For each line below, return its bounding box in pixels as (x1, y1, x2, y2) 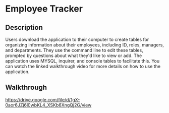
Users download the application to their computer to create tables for (5, 36, 149, 42)
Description (5, 23, 43, 32)
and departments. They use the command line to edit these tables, (5, 47, 143, 53)
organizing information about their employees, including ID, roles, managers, (5, 42, 164, 48)
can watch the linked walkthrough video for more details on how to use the (5, 64, 160, 69)
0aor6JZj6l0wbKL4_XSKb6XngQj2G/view (5, 102, 92, 108)
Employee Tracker (5, 3, 83, 15)
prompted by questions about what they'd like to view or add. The (5, 52, 142, 59)
